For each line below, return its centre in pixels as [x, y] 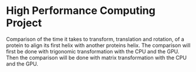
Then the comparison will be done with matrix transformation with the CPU [96, 57]
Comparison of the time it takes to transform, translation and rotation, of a [95, 39]
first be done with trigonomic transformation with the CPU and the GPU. [93, 51]
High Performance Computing [81, 11]
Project [24, 23]
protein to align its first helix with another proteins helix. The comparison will [98, 45]
